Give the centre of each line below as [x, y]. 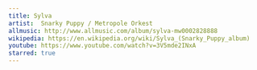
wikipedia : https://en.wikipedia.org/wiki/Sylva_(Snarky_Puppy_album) [129, 38]
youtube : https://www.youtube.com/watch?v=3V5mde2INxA [102, 46]
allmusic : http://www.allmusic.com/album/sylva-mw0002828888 [113, 31]
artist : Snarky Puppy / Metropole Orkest [81, 23]
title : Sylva [30, 16]
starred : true [32, 53]
